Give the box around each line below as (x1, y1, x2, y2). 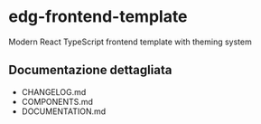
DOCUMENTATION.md (21, 106, 107, 117)
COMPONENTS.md (21, 96, 94, 107)
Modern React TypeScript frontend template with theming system (8, 36, 252, 47)
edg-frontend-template (8, 6, 188, 27)
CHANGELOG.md (21, 86, 87, 97)
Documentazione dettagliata (8, 62, 172, 78)
